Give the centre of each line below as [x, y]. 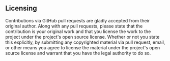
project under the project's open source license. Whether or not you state [82, 37]
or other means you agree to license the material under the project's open [83, 47]
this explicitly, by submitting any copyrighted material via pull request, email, [85, 42]
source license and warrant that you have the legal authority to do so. [78, 53]
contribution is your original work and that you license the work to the [78, 31]
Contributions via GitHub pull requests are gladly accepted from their [78, 20]
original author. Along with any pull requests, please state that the [74, 26]
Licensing [21, 8]
